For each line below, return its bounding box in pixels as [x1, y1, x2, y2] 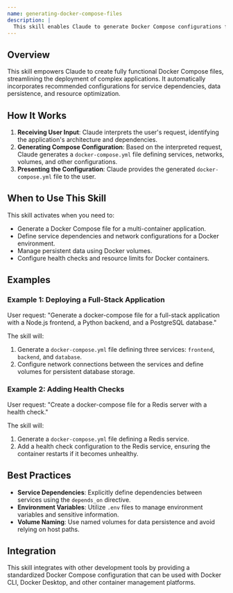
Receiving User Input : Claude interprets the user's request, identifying [17, 128, 220, 136]
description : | [7, 17, 51, 24]
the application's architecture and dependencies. [17, 136, 158, 143]
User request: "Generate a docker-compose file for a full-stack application [7, 311, 220, 319]
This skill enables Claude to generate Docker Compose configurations [13, 23, 222, 30]
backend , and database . [17, 352, 82, 361]
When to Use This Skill [7, 193, 106, 204]
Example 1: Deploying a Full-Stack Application [7, 295, 165, 304]
